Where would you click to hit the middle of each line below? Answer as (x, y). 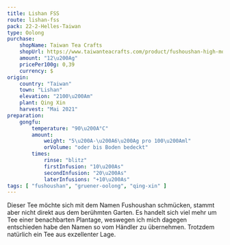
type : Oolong (26, 33)
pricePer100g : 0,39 (47, 65)
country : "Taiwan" (46, 84)
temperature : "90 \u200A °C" (70, 128)
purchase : (21, 39)
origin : (18, 77)
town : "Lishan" (41, 90)
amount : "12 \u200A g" (49, 58)
